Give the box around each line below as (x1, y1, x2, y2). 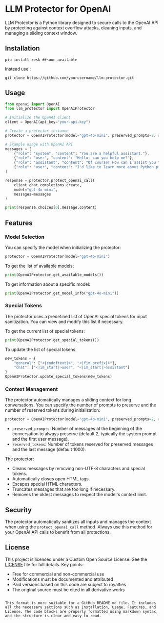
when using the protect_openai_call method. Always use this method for (5, 524, 153, 530)
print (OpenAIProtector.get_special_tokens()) (5, 337, 99, 343)
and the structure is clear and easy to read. (5, 613, 102, 618)
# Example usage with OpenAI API (5, 142, 73, 147)
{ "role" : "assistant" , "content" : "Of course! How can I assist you (14, 160, 156, 165)
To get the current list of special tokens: (5, 328, 85, 334)
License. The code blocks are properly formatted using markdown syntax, (5, 609, 159, 614)
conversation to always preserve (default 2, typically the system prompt (12, 431, 157, 437)
